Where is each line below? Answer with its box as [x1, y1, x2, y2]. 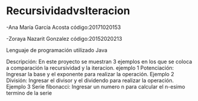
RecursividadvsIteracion [6, 4, 130, 18]
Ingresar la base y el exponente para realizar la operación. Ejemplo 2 [6, 70, 174, 77]
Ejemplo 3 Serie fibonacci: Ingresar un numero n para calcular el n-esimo [6, 83, 186, 90]
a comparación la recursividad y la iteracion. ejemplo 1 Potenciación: [6, 64, 174, 71]
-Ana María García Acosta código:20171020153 [6, 24, 121, 31]
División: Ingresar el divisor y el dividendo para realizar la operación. [6, 77, 174, 84]
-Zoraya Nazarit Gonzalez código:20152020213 [6, 35, 122, 42]
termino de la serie [6, 89, 52, 96]
